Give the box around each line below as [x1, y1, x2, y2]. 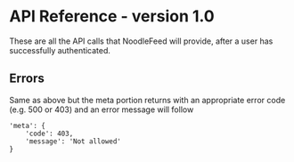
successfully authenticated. [9, 45, 111, 55]
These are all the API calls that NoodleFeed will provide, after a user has [9, 36, 274, 46]
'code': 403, [25, 129, 74, 138]
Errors [9, 71, 45, 86]
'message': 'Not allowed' [25, 136, 122, 146]
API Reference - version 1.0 [9, 6, 216, 27]
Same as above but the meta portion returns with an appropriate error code [9, 94, 286, 105]
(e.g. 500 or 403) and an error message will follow [9, 104, 194, 115]
